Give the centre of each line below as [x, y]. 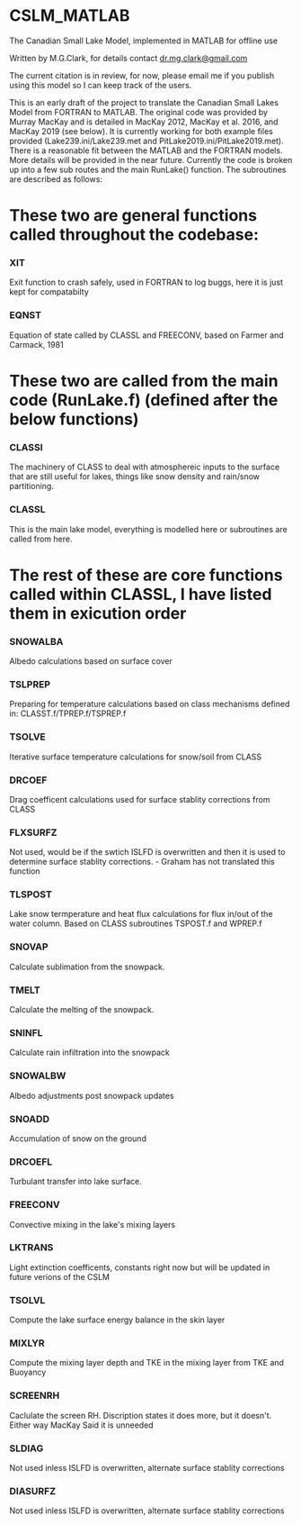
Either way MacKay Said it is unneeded [82, 1425]
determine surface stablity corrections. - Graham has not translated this [142, 862]
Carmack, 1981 [37, 344]
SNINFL [26, 1032]
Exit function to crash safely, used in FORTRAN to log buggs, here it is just [146, 282]
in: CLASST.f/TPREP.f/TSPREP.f [68, 713]
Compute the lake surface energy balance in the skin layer [117, 1320]
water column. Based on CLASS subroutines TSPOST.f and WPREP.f [136, 923]
